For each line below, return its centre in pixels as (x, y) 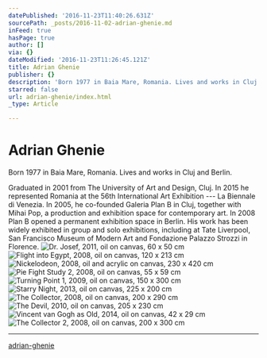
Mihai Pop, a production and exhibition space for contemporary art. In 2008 (132, 213)
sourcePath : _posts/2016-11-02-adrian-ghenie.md (90, 23)
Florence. (24, 247)
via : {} (21, 52)
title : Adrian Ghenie (44, 67)
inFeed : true (30, 30)
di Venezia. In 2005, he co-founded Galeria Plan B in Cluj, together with (125, 205)
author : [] (26, 45)
